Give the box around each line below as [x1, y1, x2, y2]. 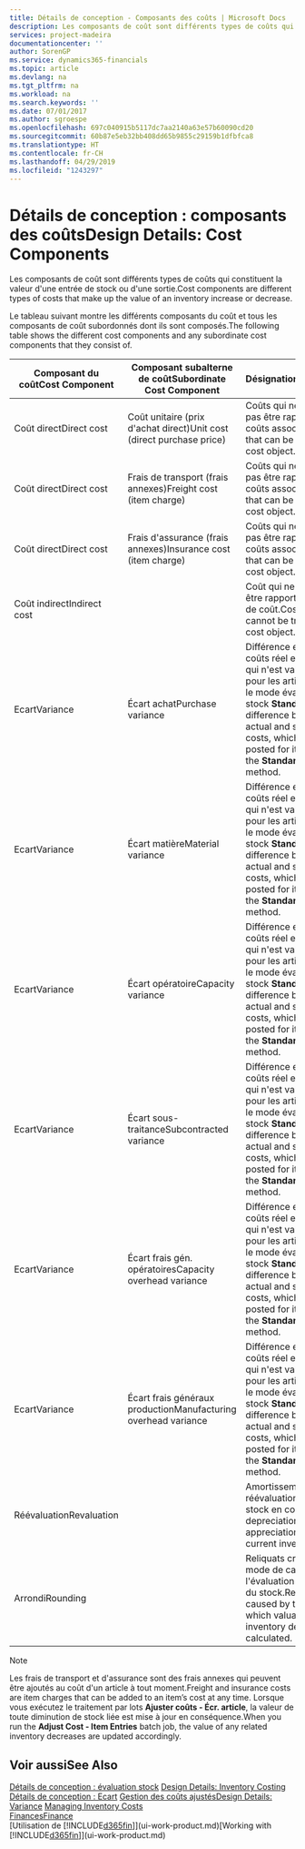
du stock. [245, 1586, 285, 1599]
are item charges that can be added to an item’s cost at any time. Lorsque [9, 1692, 284, 1703]
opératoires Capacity [127, 1263, 215, 1275]
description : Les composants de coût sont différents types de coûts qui [9, 22, 295, 31]
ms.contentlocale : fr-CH [9, 148, 103, 157]
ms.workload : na [9, 89, 71, 98]
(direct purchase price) [127, 433, 227, 446]
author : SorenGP [9, 47, 71, 56]
